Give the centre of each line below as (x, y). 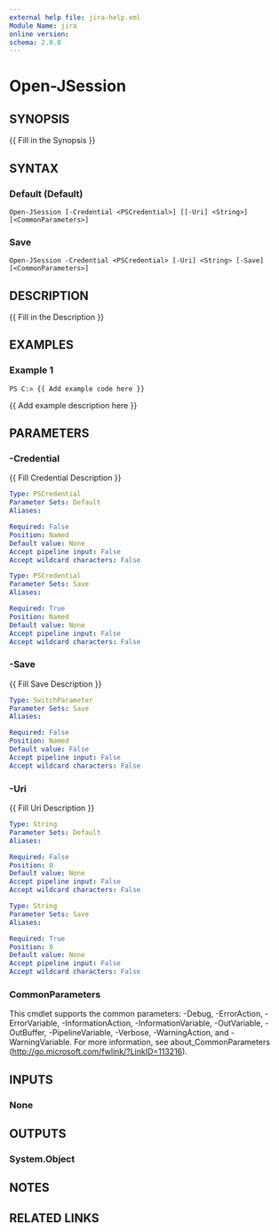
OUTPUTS (38, 1134)
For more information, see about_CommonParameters (172, 1043)
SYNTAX (34, 169)
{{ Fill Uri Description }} (52, 808)
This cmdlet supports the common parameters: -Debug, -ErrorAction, (136, 1014)
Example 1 (32, 370)
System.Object (42, 1159)
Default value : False (49, 749)
